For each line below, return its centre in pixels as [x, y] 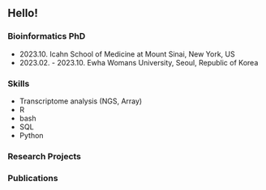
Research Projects [45, 156]
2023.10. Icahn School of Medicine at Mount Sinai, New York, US [127, 54]
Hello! [23, 13]
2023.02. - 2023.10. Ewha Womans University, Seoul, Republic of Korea [139, 62]
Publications [33, 178]
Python [31, 135]
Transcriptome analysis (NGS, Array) [81, 101]
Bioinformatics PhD [47, 36]
